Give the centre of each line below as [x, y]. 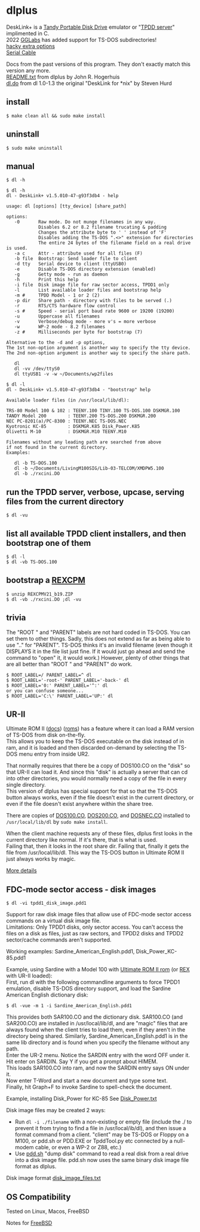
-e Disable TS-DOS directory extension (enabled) [85, 269]
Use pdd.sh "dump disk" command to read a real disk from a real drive [102, 1154]
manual [20, 166]
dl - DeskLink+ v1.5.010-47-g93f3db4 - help [62, 196]
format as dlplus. [36, 1167]
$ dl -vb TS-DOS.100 [32, 562]
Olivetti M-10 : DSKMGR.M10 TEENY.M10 [67, 432]
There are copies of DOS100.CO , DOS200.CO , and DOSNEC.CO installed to [98, 816]
